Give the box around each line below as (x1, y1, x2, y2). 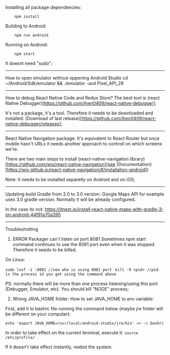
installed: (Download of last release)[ (5, 115, 82, 121)
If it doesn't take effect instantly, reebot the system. (5, 344, 113, 350)
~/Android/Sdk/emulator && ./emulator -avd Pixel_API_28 (5, 81, 124, 86)
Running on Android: (5, 42, 48, 48)
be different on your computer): (5, 311, 71, 317)
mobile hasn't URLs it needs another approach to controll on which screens (5, 141, 162, 146)
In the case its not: (5, 206, 44, 212)
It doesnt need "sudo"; (5, 60, 53, 66)
